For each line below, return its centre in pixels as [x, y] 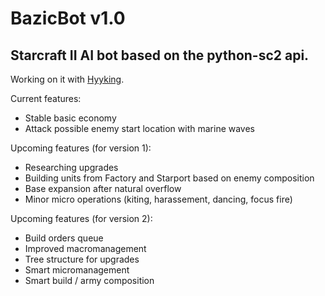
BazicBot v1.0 [68, 18]
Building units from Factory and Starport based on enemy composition [169, 178]
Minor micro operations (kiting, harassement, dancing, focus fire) [158, 199]
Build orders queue [64, 238]
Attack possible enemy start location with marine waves [140, 128]
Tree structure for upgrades [82, 259]
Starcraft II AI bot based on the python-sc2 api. [160, 55]
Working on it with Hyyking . [67, 79]
